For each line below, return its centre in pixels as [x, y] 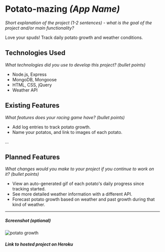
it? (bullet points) [22, 174]
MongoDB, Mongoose [34, 79]
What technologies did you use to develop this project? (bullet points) [75, 64]
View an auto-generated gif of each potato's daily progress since [78, 184]
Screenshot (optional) [28, 220]
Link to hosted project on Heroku [39, 244]
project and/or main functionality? [40, 28]
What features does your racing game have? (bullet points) [65, 117]
